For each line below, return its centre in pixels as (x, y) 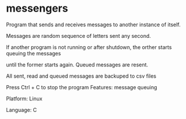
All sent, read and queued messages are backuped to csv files (81, 76)
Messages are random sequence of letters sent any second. (78, 36)
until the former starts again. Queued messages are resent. (77, 64)
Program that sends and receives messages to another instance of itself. (94, 24)
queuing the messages (34, 53)
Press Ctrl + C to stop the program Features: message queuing (82, 87)
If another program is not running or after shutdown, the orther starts (89, 47)
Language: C (21, 110)
